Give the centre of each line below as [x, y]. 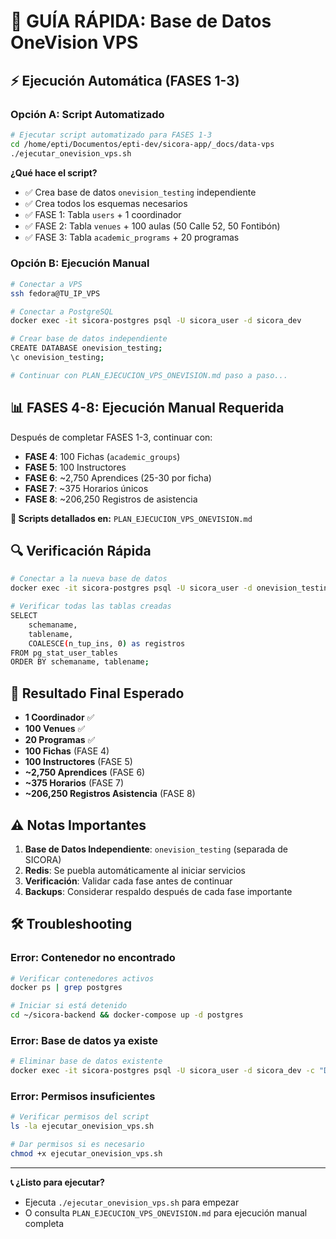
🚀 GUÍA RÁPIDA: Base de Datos [141, 21]
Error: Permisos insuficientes [83, 1097]
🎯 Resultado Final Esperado [97, 693]
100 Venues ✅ [55, 729]
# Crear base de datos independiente [89, 339]
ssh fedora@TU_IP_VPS [55, 293]
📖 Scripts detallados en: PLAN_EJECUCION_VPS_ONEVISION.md [131, 518]
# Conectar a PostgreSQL [62, 311]
